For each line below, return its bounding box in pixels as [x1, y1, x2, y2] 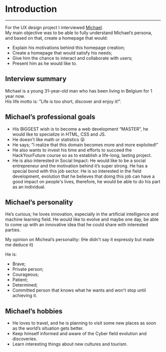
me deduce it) [5, 242, 34, 248]
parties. [5, 227, 21, 233]
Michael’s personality [5, 198, 73, 206]
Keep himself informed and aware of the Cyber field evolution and [12, 331, 147, 337]
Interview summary [5, 75, 67, 83]
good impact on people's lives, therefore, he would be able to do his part [12, 178, 161, 184]
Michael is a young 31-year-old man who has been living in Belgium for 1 [5, 88, 152, 94]
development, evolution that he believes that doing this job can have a [12, 173, 155, 179]
